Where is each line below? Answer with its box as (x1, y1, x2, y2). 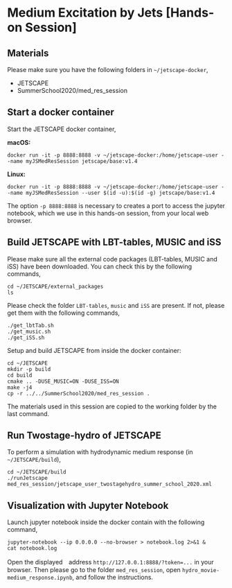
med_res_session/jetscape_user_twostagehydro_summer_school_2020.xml (7, 481, 213, 488)
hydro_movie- (182, 567, 220, 574)
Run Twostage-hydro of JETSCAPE (7, 430, 161, 442)
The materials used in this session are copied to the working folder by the (7, 402, 217, 410)
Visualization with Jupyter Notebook (7, 499, 169, 511)
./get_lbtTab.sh (7, 322, 54, 329)
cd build (7, 372, 33, 379)
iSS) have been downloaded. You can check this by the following (7, 262, 193, 270)
